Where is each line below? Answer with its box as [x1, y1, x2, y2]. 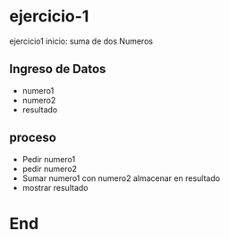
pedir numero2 [21, 163, 78, 174]
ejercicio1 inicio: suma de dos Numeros [9, 36, 154, 46]
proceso [9, 130, 56, 145]
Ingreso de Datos [9, 62, 106, 77]
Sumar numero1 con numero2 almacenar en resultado [21, 172, 221, 184]
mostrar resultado [21, 182, 89, 193]
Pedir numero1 [21, 153, 76, 164]
